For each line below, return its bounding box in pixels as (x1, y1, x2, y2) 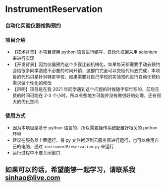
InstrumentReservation (5, 3, 103, 15)
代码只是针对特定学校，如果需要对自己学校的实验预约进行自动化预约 (21, 74, 160, 80)
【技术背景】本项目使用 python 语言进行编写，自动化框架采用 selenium (12, 49, 158, 55)
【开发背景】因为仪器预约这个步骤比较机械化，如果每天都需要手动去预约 (12, 61, 160, 68)
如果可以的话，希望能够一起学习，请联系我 (5, 166, 135, 174)
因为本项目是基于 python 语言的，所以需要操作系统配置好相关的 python (12, 124, 158, 130)
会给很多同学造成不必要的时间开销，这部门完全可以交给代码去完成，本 (12, 68, 156, 74)
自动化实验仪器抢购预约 (5, 22, 61, 29)
